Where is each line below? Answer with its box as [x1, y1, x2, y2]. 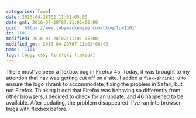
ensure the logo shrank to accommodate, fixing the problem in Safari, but [6, 80, 183, 88]
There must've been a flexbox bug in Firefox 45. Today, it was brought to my [6, 68, 190, 75]
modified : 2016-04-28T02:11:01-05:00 [6, 36, 98, 41]
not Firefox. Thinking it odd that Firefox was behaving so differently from [6, 86, 181, 93]
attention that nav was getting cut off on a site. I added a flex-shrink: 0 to [6, 74, 187, 81]
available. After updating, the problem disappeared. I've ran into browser [6, 99, 181, 106]
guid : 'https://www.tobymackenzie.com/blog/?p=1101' [6, 25, 137, 31]
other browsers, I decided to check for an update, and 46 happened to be [6, 93, 184, 100]
